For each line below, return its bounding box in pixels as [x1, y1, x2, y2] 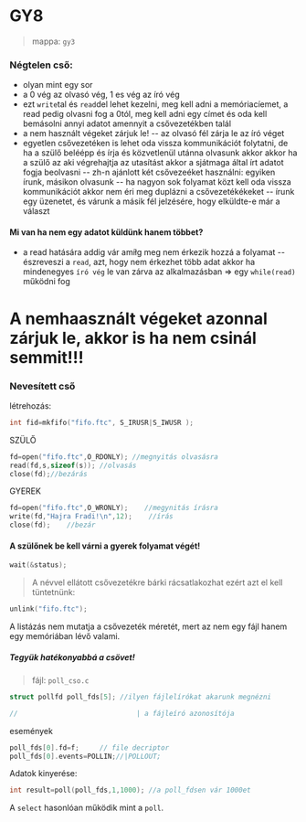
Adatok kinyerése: [9, 768, 78, 779]
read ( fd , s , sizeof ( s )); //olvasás [9, 461, 137, 470]
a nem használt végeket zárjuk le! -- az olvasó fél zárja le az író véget [22, 128, 285, 139]
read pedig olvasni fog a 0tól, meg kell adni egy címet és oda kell [22, 109, 268, 120]
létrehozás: [9, 400, 52, 411]
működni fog [22, 276, 71, 287]
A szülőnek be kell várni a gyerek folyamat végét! [9, 540, 201, 551]
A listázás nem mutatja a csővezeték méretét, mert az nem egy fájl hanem [9, 621, 288, 632]
